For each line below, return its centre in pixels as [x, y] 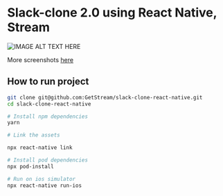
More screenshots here [41, 59]
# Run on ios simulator [42, 179]
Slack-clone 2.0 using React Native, [112, 13]
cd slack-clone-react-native [49, 104]
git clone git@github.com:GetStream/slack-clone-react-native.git [105, 97]
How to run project [48, 82]
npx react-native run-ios [44, 185]
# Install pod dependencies [48, 160]
